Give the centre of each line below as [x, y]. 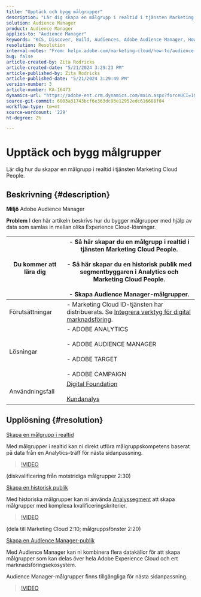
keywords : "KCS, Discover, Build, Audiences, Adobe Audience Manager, [96, 40]
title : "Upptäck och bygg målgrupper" [54, 12]
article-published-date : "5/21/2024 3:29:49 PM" [68, 79]
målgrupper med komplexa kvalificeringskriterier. [67, 505]
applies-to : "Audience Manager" [46, 34]
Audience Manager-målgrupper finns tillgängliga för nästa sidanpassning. [97, 576]
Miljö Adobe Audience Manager [45, 209]
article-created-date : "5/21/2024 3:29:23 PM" [65, 67]
